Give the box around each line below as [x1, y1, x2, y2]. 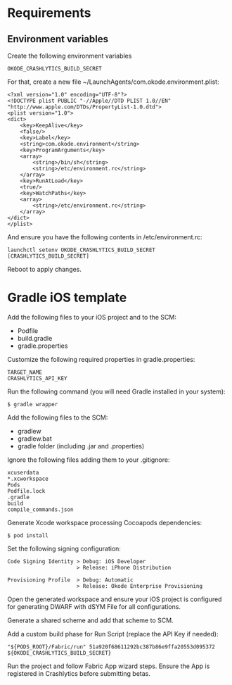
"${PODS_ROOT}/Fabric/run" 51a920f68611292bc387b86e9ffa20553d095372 [7, 643, 216, 651]
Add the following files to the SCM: [7, 413, 108, 422]
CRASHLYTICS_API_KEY [7, 375, 68, 382]
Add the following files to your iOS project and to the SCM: [7, 313, 177, 321]
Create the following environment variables [7, 51, 132, 60]
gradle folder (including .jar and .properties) [17, 441, 145, 450]
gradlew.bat [17, 434, 52, 443]
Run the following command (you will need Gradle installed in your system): [7, 387, 226, 396]
